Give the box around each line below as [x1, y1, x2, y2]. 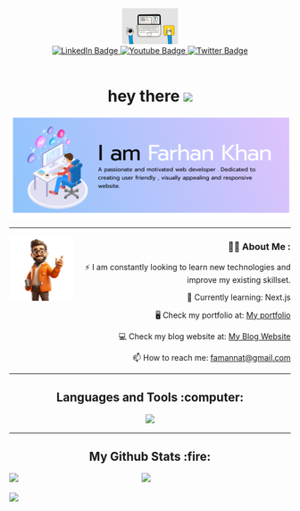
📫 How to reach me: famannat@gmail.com [132, 352, 291, 362]
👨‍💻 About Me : [227, 241, 291, 253]
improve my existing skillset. [187, 274, 291, 285]
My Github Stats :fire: [88, 448, 212, 464]
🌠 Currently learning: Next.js [187, 292, 291, 302]
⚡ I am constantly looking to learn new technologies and [84, 261, 291, 272]
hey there [107, 86, 180, 106]
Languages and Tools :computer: [56, 390, 244, 405]
